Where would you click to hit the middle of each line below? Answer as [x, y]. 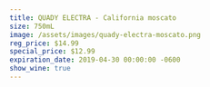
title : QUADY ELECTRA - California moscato [93, 18]
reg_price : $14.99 [44, 43]
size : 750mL [32, 26]
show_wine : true [40, 69]
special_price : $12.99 [52, 52]
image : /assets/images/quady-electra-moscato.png [105, 34]
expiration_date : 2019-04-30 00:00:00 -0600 [95, 60]
